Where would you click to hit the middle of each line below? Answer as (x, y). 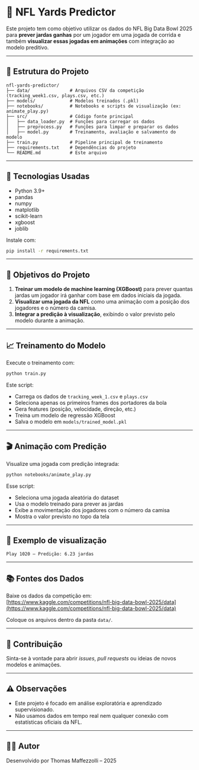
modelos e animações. (34, 665)
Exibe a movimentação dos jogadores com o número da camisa (92, 510)
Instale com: (21, 240)
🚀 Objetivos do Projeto (48, 275)
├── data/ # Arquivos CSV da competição (75, 90)
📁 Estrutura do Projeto (47, 71)
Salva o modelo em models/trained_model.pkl (71, 421)
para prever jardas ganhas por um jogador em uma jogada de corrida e (94, 34)
